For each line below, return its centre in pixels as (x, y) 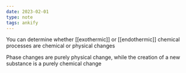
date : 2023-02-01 (28, 12)
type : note (20, 17)
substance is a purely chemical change (54, 64)
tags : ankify (22, 23)
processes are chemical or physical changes (61, 46)
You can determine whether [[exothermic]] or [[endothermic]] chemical (93, 40)
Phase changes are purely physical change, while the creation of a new (93, 58)
